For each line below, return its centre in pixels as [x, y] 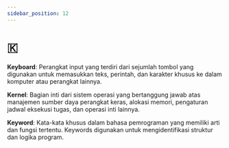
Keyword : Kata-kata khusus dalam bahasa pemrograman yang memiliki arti [113, 122]
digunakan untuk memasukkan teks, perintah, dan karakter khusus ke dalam [115, 74]
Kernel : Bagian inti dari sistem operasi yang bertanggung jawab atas [104, 95]
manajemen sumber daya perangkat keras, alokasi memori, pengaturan [108, 102]
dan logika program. [35, 137]
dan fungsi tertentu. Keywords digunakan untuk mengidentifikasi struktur [110, 129]
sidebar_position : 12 [38, 13]
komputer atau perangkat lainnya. [55, 81]
